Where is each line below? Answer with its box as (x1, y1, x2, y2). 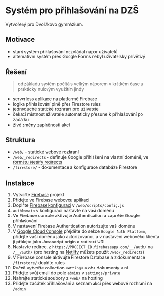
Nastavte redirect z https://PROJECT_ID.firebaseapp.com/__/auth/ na (12, 244, 153, 250)
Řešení (5, 68, 27, 76)
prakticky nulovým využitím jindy (17, 86, 84, 92)
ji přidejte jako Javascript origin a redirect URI (12, 239, 105, 245)
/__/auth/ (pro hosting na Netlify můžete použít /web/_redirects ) (12, 249, 145, 255)
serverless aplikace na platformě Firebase (12, 96, 97, 102)
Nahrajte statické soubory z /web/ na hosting (12, 275, 103, 281)
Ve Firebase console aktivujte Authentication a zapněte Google (12, 213, 140, 218)
